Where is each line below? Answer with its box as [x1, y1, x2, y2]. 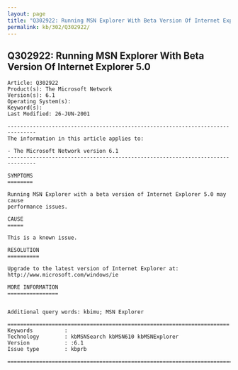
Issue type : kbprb [7, 346, 87, 353]
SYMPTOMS [7, 173, 33, 180]
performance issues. [7, 203, 69, 211]
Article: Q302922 [7, 79, 59, 87]
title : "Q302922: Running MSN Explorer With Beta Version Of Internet [7, 17, 220, 24]
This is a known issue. [7, 234, 78, 241]
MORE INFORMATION [7, 284, 59, 291]
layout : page [7, 10, 46, 18]
